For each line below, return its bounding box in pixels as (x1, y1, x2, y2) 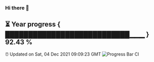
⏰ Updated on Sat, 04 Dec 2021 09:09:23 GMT (5, 51, 102, 57)
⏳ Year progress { (5, 20, 61, 29)
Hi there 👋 (5, 4, 30, 11)
